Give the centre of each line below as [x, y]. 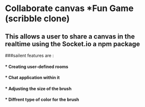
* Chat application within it [32, 78]
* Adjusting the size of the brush [38, 88]
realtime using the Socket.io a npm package [72, 44]
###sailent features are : [29, 55]
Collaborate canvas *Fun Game [69, 8]
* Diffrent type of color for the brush [42, 100]
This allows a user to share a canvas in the [70, 36]
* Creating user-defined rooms [37, 67]
